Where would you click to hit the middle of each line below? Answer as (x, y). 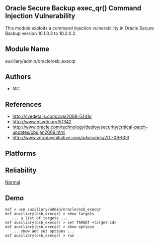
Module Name (27, 49)
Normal (13, 182)
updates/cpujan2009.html (39, 132)
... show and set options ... (43, 232)
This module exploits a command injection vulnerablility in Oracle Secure (79, 28)
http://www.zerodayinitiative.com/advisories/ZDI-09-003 (71, 138)
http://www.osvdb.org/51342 (42, 122)
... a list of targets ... (40, 218)
